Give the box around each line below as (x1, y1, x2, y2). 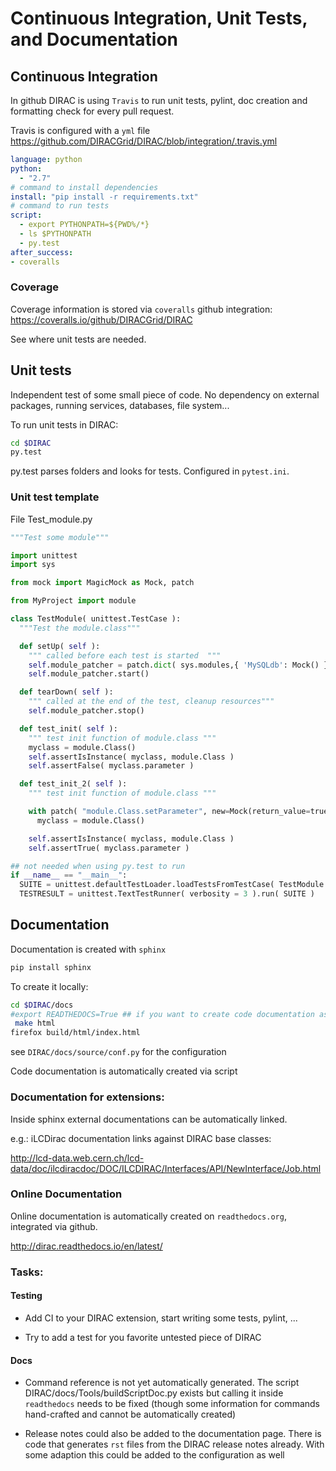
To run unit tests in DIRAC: (10, 418, 119, 431)
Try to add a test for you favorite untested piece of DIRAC (24, 1331, 262, 1343)
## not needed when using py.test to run (10, 861, 186, 871)
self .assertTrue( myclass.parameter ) (28, 843, 190, 853)
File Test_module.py (10, 513, 93, 525)
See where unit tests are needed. (10, 333, 147, 345)
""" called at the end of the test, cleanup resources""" (28, 697, 275, 707)
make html (14, 1018, 56, 1029)
